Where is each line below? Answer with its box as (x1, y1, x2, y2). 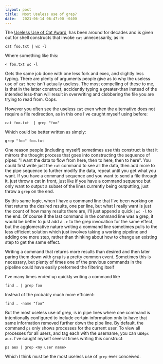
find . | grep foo (5, 283, 42, 288)
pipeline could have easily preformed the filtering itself (5, 264, 114, 270)
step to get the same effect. (5, 239, 61, 245)
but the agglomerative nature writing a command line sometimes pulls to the (5, 224, 158, 230)
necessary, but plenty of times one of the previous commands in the (5, 259, 142, 265)
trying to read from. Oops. (5, 96, 57, 102)
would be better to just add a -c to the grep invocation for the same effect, (5, 219, 154, 225)
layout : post (5, 7, 32, 12)
